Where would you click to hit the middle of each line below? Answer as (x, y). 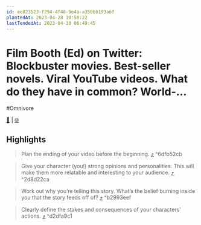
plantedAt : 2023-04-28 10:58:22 (47, 18)
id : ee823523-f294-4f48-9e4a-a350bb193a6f (60, 12)
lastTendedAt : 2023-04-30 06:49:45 (51, 23)
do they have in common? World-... (97, 92)
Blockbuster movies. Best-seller (88, 66)
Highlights (26, 139)
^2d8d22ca (35, 180)
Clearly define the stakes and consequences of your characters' (101, 210)
